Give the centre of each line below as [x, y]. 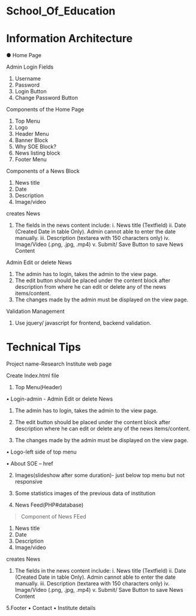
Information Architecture [70, 39]
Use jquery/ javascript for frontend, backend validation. [83, 323]
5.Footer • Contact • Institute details [51, 608]
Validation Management [35, 312]
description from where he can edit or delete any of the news [91, 287]
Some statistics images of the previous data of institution [85, 493]
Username [28, 79]
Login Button [31, 91]
